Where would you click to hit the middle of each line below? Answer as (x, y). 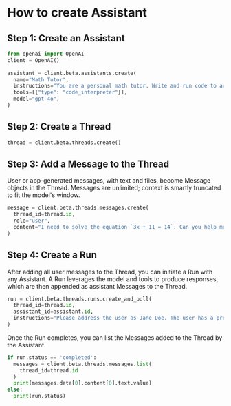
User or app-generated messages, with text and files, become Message (109, 181)
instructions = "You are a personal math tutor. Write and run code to (115, 86)
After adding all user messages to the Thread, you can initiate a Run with (110, 272)
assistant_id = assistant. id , (54, 312)
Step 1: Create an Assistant (66, 38)
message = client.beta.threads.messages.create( (78, 208)
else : (15, 390)
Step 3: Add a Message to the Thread (88, 164)
